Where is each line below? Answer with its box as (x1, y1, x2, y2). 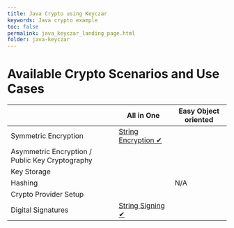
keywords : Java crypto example (7, 17, 98, 24)
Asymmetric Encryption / (10, 147, 93, 157)
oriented (184, 115, 214, 125)
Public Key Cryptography (10, 155, 93, 165)
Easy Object (178, 106, 220, 116)
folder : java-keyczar (7, 36, 70, 43)
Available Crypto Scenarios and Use (7, 66, 220, 82)
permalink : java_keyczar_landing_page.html (7, 29, 136, 37)
